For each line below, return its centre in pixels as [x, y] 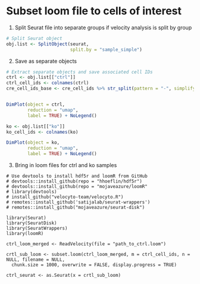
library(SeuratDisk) [32, 223]
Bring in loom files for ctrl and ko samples [66, 165]
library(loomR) [25, 234]
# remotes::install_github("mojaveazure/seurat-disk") [76, 208]
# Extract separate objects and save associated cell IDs [79, 72]
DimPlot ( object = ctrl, [36, 105]
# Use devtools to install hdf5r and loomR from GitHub [77, 176]
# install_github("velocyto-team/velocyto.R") [65, 197]
